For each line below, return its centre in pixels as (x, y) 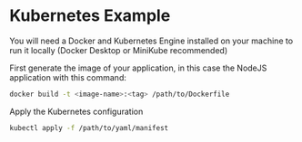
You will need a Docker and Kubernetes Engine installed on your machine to (151, 41)
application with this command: (68, 77)
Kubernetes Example (90, 16)
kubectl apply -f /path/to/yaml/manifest (89, 128)
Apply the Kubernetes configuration (76, 111)
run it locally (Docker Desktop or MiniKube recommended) (119, 50)
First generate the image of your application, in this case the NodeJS (138, 68)
